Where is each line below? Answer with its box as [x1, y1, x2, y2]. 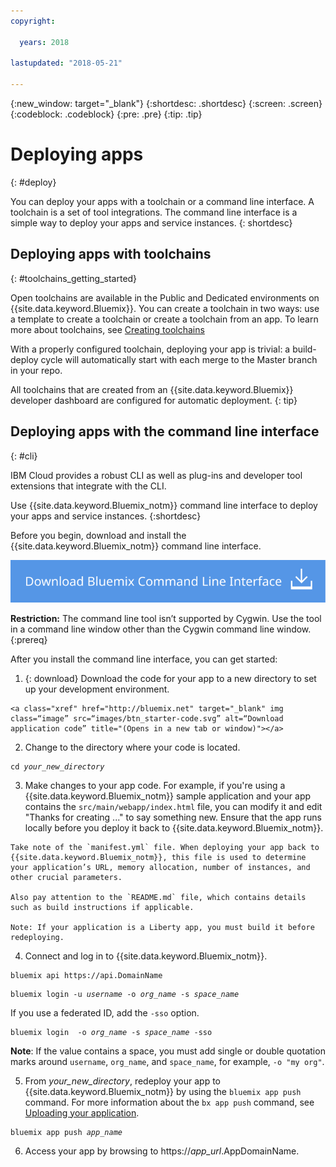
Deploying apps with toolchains [10, 246, 212, 263]
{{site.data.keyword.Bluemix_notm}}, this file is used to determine [10, 852, 307, 862]
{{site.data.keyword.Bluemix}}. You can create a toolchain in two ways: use [10, 302, 320, 314]
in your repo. [10, 364, 63, 376]
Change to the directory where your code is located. [24, 741, 241, 753]
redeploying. [10, 932, 65, 942]
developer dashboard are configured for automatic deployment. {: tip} [10, 394, 298, 406]
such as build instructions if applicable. [10, 902, 195, 912]
